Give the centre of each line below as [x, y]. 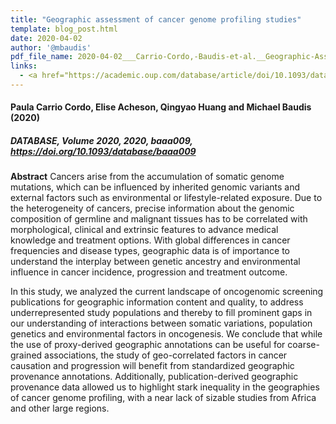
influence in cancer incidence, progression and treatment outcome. [149, 272]
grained [26, 355]
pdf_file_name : [42, 57]
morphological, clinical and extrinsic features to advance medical [144, 230]
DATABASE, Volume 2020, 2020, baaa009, [101, 141]
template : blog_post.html [64, 29]
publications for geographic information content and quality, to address [157, 302]
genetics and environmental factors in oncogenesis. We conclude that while [166, 334]
